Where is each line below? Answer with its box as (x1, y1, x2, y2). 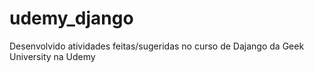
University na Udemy (9, 50, 96, 62)
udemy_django (9, 7, 134, 30)
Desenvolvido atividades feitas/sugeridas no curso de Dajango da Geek (9, 40, 305, 52)
